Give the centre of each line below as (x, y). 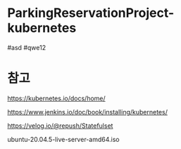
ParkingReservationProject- (91, 13)
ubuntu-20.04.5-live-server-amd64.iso (63, 139)
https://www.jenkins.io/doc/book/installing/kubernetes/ (87, 112)
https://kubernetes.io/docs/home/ (56, 98)
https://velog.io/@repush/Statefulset (60, 126)
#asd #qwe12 (27, 47)
